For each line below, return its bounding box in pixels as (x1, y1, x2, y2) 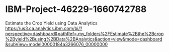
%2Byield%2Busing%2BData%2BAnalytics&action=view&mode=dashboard (5, 36, 162, 42)
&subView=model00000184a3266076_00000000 (5, 41, 108, 47)
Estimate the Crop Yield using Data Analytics (5, 20, 98, 26)
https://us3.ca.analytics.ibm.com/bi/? (5, 25, 82, 31)
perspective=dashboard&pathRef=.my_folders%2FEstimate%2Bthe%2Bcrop (5, 30, 164, 36)
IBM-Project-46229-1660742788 (5, 3, 147, 15)
